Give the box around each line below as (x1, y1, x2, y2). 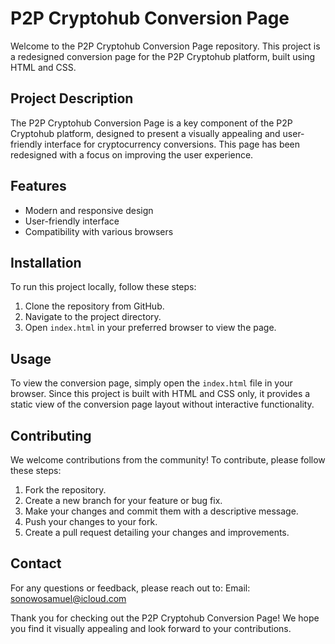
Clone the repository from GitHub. (24, 300, 165, 312)
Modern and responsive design (24, 204, 154, 216)
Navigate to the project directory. (24, 311, 162, 323)
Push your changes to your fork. (24, 516, 158, 527)
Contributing (10, 427, 92, 444)
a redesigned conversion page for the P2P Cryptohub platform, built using (10, 50, 316, 62)
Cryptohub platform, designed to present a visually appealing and (10, 127, 281, 139)
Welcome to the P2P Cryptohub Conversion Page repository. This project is (10, 40, 321, 52)
